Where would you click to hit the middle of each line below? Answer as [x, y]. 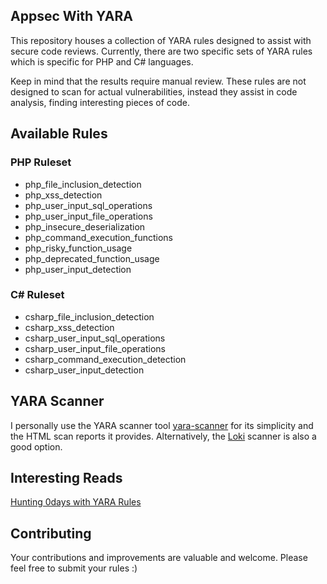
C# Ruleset [37, 295]
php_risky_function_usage [78, 248]
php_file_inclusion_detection [83, 184]
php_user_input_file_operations [88, 216]
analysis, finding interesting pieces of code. [100, 102]
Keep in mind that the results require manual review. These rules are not [158, 81]
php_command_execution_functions [99, 237]
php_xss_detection [63, 195]
